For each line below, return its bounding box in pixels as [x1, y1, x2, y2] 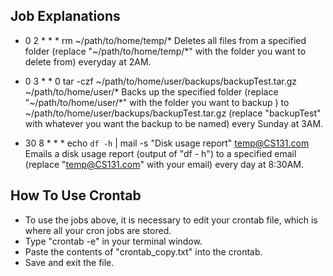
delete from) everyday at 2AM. [24, 55, 152, 68]
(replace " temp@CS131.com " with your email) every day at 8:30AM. [24, 158, 305, 170]
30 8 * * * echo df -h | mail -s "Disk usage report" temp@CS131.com [24, 137, 310, 149]
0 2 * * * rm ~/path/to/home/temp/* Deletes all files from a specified [24, 34, 307, 46]
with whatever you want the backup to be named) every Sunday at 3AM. [24, 117, 324, 129]
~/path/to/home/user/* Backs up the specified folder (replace [24, 85, 279, 98]
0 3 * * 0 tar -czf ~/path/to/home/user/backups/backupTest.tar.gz [24, 75, 298, 87]
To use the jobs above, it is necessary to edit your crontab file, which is [24, 214, 318, 226]
